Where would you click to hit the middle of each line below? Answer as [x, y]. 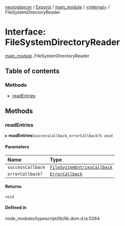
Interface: [26, 32]
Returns [13, 186]
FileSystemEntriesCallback [81, 167]
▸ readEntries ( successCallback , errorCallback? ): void [59, 136]
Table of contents [32, 71]
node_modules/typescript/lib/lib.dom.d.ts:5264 [52, 218]
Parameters [17, 146]
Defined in [16, 207]
